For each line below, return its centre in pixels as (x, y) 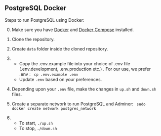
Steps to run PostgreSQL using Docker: (44, 20)
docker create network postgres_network (54, 108)
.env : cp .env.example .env (49, 74)
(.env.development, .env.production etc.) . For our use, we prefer (85, 69)
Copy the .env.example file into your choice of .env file (75, 63)
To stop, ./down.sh (38, 128)
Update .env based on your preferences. (60, 79)
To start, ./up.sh (36, 123)
